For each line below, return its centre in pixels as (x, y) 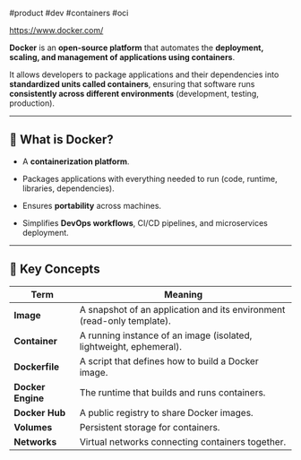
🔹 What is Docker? (61, 139)
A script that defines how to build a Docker (169, 360)
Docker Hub (40, 412)
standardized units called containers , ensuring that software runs (132, 84)
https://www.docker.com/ (56, 30)
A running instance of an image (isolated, (166, 335)
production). (32, 103)
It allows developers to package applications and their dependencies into (144, 74)
